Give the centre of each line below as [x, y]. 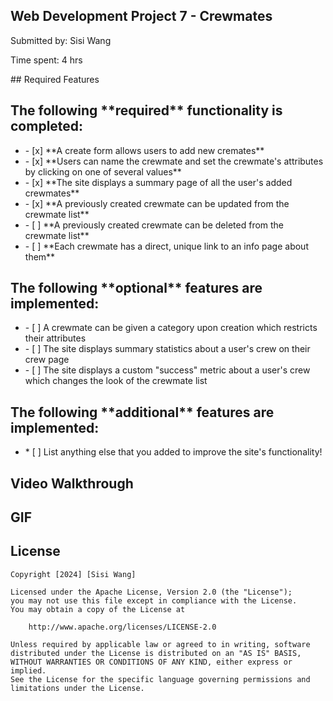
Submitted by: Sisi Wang [61, 40]
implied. [28, 670]
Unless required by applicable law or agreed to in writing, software [160, 644]
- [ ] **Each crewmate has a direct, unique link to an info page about [166, 246]
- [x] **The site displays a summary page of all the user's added [158, 182]
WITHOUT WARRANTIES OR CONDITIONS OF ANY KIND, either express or [151, 662]
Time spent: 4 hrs [46, 60]
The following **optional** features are [136, 288]
